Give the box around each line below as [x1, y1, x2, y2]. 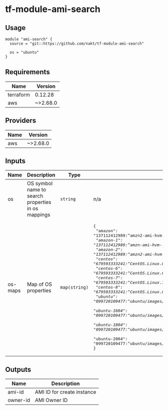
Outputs [5, 365, 31, 374]
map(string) [60, 284, 89, 290]
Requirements [5, 68, 50, 76]
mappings [26, 212, 50, 219]
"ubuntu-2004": [93, 336, 128, 342]
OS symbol [26, 180, 53, 187]
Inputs [5, 157, 26, 165]
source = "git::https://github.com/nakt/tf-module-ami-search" [9, 41, 144, 46]
